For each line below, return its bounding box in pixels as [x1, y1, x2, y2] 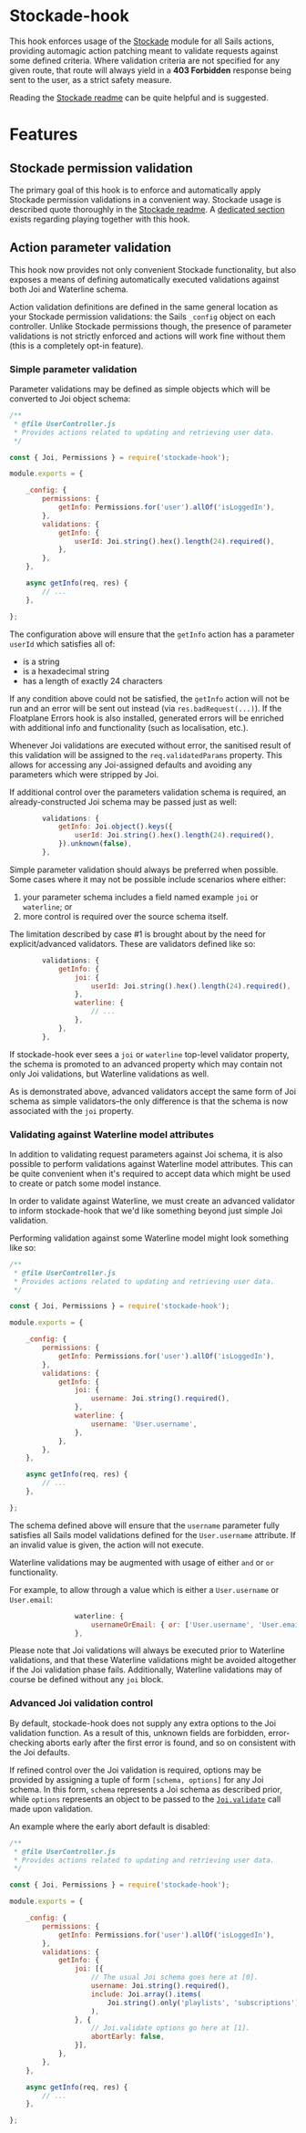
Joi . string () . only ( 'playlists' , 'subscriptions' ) [107, 1998, 300, 2007]
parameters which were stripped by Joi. [9, 768, 159, 780]
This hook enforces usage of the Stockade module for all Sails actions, [9, 36, 275, 47]
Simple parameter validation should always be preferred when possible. [9, 864, 279, 875]
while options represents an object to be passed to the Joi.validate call [9, 1794, 281, 1805]
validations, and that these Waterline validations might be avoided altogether [9, 1655, 297, 1666]
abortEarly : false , [90, 2032, 166, 2042]
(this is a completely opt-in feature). [9, 339, 144, 351]
